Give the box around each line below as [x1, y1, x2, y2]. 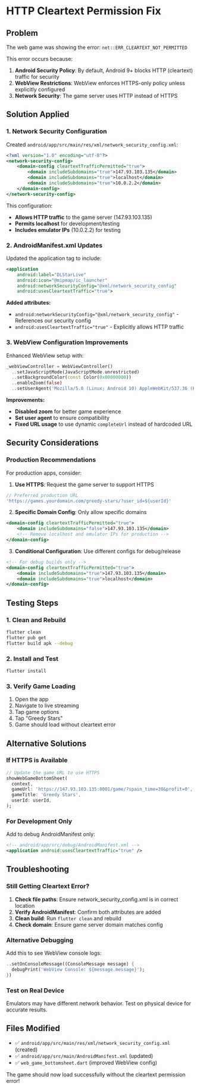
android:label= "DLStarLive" [17, 271, 86, 278]
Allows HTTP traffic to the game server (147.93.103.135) [14, 214, 153, 221]
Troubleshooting [6, 864, 70, 874]
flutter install [6, 668, 46, 674]
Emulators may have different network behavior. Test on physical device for [6, 1000, 192, 1007]
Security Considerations [6, 438, 99, 448]
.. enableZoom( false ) [11, 380, 62, 386]
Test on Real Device [6, 986, 64, 994]
